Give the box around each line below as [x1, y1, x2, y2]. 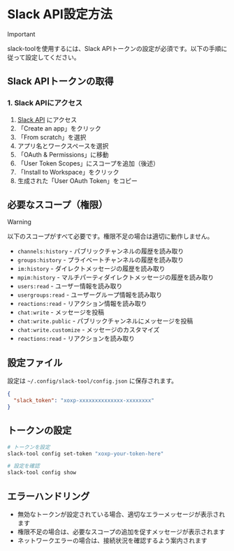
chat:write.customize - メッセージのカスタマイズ [17, 325, 160, 334]
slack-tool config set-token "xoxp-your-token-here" [7, 450, 164, 457]
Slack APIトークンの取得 [7, 75, 114, 87]
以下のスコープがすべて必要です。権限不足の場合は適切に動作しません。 [7, 232, 214, 241]
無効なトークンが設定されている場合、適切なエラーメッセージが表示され [17, 510, 226, 518]
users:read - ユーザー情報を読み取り [17, 282, 123, 291]
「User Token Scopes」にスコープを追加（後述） [17, 159, 159, 168]
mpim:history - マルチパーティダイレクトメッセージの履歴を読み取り [17, 273, 214, 281]
